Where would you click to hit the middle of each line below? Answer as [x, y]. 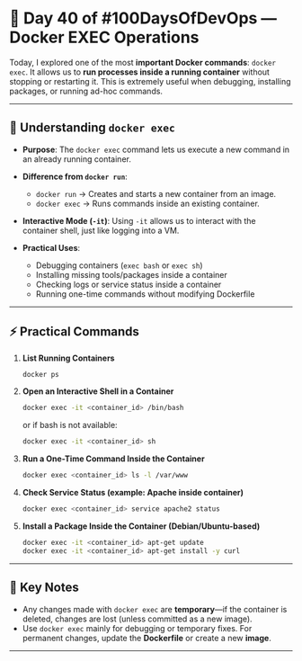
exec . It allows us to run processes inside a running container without [139, 72]
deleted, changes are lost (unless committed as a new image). [138, 619]
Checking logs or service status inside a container [129, 284]
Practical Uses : [51, 247]
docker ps [41, 374]
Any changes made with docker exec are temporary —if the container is [155, 609]
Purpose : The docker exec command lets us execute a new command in [156, 149]
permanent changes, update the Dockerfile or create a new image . [147, 638]
